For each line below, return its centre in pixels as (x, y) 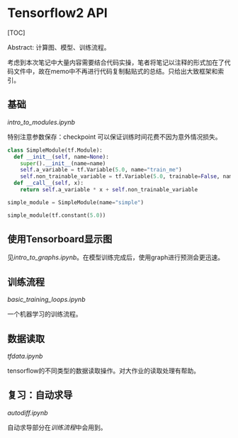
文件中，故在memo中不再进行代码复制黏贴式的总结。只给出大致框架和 (115, 71)
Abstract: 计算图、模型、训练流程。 (59, 47)
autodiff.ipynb (28, 412)
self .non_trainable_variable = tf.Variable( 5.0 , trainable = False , (120, 176)
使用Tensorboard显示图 (60, 239)
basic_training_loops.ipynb (46, 300)
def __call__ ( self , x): (49, 183)
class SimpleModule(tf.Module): (55, 150)
